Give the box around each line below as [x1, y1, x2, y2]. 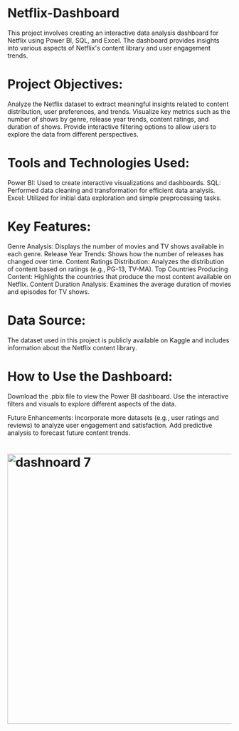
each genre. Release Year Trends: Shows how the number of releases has [7, 249, 224, 258]
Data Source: [7, 312, 86, 328]
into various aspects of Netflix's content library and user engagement [7, 43, 211, 52]
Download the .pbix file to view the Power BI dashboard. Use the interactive [7, 391, 229, 400]
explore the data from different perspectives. [7, 130, 139, 138]
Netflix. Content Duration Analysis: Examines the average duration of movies [7, 280, 231, 288]
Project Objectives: [7, 76, 123, 93]
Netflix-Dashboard [7, 5, 119, 21]
